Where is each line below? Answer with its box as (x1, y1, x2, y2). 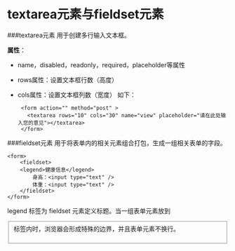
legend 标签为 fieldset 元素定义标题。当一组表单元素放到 (7, 206, 170, 215)
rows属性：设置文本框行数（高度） (17, 75, 118, 84)
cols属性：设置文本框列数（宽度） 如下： (17, 90, 136, 99)
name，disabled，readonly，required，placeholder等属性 (17, 60, 186, 69)
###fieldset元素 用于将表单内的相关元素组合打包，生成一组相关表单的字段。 (7, 138, 227, 147)
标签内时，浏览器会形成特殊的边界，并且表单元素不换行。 (13, 224, 180, 233)
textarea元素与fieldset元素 (7, 6, 164, 22)
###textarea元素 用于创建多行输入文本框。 (7, 31, 131, 39)
